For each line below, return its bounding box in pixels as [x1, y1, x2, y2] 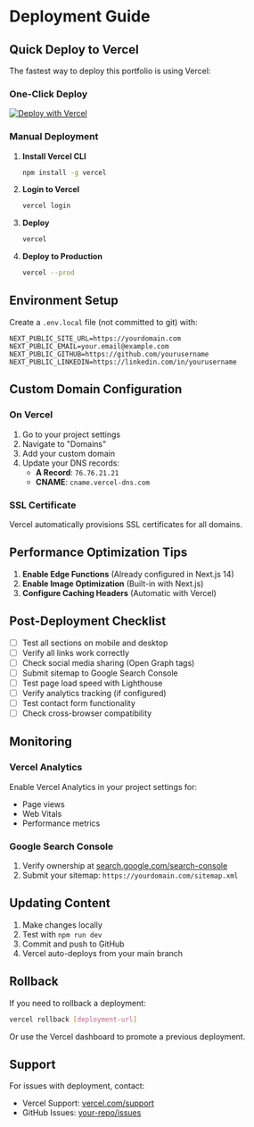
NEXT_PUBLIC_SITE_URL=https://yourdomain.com [9, 333, 181, 343]
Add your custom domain [21, 448, 116, 458]
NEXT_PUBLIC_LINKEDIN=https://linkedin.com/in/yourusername [9, 357, 238, 366]
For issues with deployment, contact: [9, 1081, 145, 1091]
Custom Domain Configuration [9, 382, 183, 397]
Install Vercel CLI [21, 150, 86, 162]
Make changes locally [21, 919, 102, 930]
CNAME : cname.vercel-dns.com [35, 476, 150, 487]
